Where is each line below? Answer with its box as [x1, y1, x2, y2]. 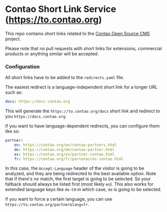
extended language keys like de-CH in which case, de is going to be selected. [5, 187, 162, 193]
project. [5, 36, 21, 42]
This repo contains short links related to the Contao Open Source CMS [5, 30, 150, 36]
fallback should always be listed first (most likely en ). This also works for [5, 181, 154, 187]
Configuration [5, 63, 40, 70]
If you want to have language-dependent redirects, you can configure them [5, 123, 160, 129]
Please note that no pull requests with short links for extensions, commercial [5, 45, 162, 51]
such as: [5, 90, 23, 96]
